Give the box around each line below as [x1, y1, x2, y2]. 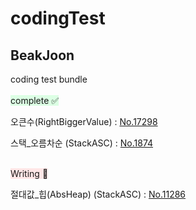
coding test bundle [10, 73, 88, 85]
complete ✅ [10, 95, 60, 106]
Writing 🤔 [10, 168, 49, 179]
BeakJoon [10, 47, 75, 64]
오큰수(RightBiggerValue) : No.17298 [10, 116, 158, 127]
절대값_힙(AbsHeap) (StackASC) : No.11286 [10, 188, 187, 200]
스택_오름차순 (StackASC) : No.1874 [10, 137, 154, 149]
